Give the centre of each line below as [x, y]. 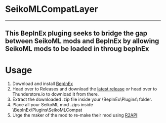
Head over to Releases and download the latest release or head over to [84, 89]
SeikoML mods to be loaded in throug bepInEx [77, 49]
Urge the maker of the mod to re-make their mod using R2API [75, 115]
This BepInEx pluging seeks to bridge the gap [76, 33]
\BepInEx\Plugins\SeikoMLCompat [47, 110]
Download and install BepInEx [42, 84]
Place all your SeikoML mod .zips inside [53, 105]
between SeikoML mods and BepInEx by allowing [82, 41]
